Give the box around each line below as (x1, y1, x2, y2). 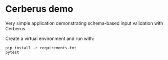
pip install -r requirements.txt (5, 45, 77, 50)
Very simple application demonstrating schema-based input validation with (5, 20, 163, 26)
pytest (5, 50, 19, 55)
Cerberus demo (5, 3, 73, 15)
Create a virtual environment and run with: (5, 35, 95, 42)
